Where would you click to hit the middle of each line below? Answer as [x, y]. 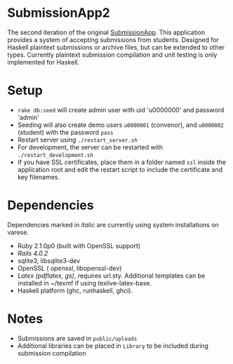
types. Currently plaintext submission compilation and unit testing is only [112, 55]
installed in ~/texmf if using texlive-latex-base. [85, 283]
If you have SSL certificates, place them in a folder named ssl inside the [122, 162]
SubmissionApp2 [59, 13]
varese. [18, 232]
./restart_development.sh [55, 155]
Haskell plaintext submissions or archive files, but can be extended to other [116, 47]
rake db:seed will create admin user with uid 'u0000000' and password [121, 109]
